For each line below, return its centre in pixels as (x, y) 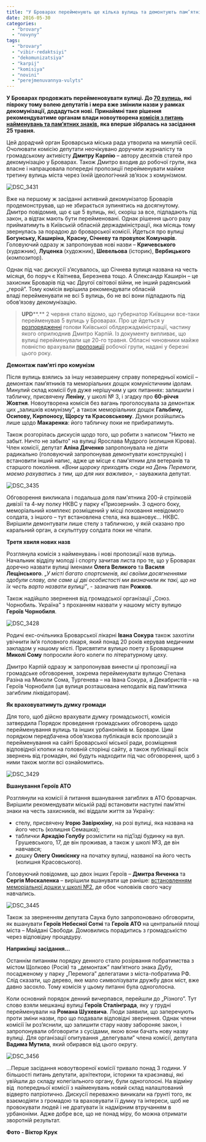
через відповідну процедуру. (44, 937)
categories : (21, 23)
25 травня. (21, 131)
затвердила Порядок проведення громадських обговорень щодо (92, 723)
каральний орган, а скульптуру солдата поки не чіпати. (79, 530)
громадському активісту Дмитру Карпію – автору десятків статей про (100, 156)
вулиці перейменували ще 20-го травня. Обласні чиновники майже (110, 340)
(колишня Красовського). (49, 862)
